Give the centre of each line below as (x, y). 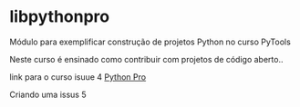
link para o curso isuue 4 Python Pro (78, 77)
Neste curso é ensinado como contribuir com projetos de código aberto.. (146, 59)
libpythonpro (60, 17)
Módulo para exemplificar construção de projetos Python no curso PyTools (150, 42)
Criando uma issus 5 (48, 94)
